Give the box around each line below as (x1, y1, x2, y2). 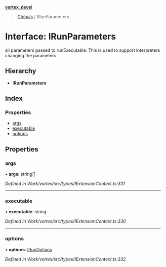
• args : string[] (5, 171, 36, 177)
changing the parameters (5, 52, 57, 58)
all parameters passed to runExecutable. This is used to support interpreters (5, 47, 161, 53)
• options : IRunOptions (5, 246, 52, 252)
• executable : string (5, 209, 46, 215)
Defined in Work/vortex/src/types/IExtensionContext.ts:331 (5, 181, 125, 187)
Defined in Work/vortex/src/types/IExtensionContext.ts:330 (5, 218, 126, 224)
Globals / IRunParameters (17, 14, 70, 19)
